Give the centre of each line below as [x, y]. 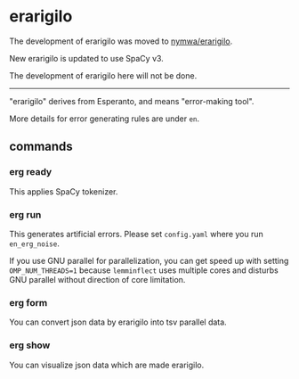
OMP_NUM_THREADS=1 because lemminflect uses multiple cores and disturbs [144, 270]
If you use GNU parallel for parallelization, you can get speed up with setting [149, 260]
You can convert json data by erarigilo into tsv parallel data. [118, 322]
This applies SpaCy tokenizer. [64, 191]
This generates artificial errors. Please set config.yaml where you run [137, 234]
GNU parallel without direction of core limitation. [97, 279]
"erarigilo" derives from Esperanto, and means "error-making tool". [132, 101]
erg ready [31, 172]
